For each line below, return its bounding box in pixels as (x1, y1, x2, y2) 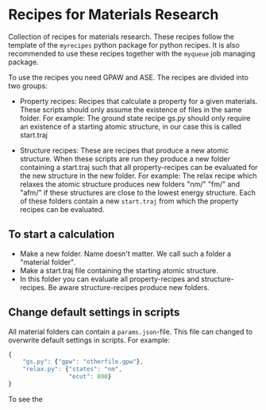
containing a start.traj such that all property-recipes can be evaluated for (19, 162, 258, 172)
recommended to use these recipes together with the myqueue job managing (8, 48, 256, 58)
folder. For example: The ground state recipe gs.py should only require (19, 113, 251, 122)
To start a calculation (8, 228, 115, 242)
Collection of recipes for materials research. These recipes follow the (8, 32, 234, 41)
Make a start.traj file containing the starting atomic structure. (19, 265, 218, 275)
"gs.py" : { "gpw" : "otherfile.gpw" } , (22, 358, 145, 366)
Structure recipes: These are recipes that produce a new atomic (19, 145, 229, 155)
